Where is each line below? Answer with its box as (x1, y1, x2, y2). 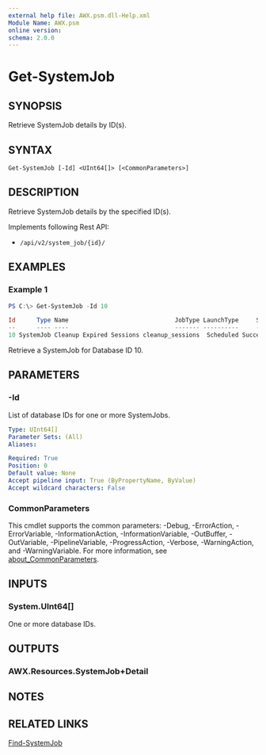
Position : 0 (8, 462, 47, 470)
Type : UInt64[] (8, 425, 59, 433)
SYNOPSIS (8, 99, 63, 112)
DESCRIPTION (8, 185, 79, 199)
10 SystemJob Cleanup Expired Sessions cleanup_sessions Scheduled (8, 331, 239, 339)
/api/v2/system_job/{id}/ (19, 238, 105, 246)
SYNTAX (8, 143, 53, 157)
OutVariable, (8, 538, 49, 547)
